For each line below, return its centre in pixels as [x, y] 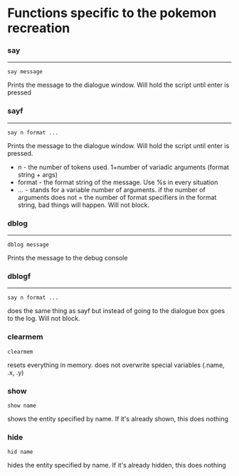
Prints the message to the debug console [68, 258]
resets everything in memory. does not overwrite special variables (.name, [116, 365]
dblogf [19, 276]
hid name [20, 452]
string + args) [38, 174]
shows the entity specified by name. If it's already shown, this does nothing [118, 418]
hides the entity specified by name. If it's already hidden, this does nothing [117, 465]
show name [22, 406]
